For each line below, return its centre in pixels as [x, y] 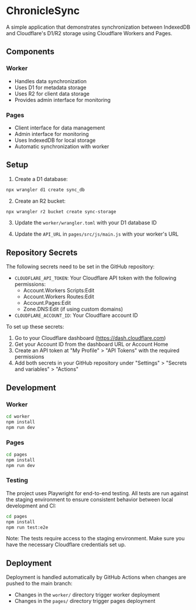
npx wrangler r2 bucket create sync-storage [61, 212]
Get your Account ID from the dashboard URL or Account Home [91, 345]
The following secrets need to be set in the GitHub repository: [80, 267]
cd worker [18, 416]
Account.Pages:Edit [47, 303]
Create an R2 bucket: [40, 201]
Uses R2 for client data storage [52, 93]
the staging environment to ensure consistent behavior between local [90, 499]
